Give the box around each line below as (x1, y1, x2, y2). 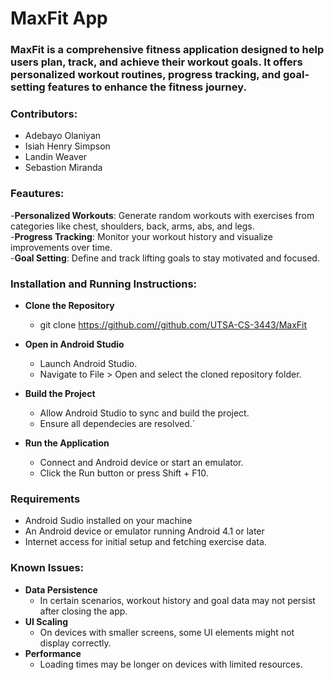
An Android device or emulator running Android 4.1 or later (24, 525, 265, 537)
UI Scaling (24, 615, 69, 627)
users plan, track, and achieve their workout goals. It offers (10, 55, 303, 69)
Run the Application (24, 437, 110, 449)
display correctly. (39, 637, 112, 649)
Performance (24, 647, 82, 659)
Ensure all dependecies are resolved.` (39, 418, 196, 429)
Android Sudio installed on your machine (24, 515, 193, 527)
